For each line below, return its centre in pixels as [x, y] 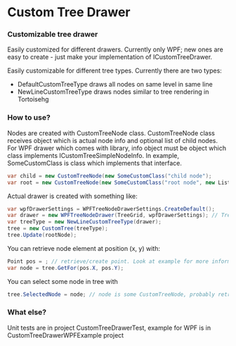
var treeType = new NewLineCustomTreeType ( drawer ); [84, 222]
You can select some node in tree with [63, 281]
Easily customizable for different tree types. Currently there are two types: [115, 70]
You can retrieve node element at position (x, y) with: [84, 248]
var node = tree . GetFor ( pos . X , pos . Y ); [66, 268]
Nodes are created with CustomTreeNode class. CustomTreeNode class [111, 133]
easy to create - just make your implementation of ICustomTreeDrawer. [110, 57]
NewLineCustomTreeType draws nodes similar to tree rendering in [113, 92]
